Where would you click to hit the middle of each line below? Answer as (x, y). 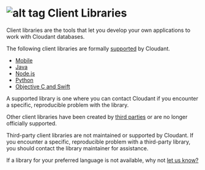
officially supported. (32, 123)
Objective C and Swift (43, 87)
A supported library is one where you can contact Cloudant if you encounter (102, 98)
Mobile (24, 60)
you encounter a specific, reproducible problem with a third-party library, (99, 142)
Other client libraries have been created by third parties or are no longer (97, 117)
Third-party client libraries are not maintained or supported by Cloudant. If (100, 135)
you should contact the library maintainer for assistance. (77, 148)
